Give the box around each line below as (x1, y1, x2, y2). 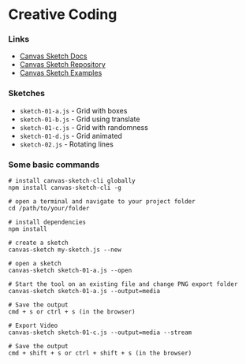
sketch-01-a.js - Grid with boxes (19, 106, 128, 115)
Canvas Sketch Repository (19, 60, 106, 69)
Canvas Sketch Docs (19, 51, 88, 61)
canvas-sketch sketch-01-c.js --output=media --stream (8, 329, 192, 336)
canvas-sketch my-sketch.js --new (8, 246, 122, 254)
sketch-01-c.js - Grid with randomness (19, 122, 148, 132)
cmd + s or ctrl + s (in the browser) (8, 308, 136, 316)
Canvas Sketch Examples (19, 69, 102, 78)
